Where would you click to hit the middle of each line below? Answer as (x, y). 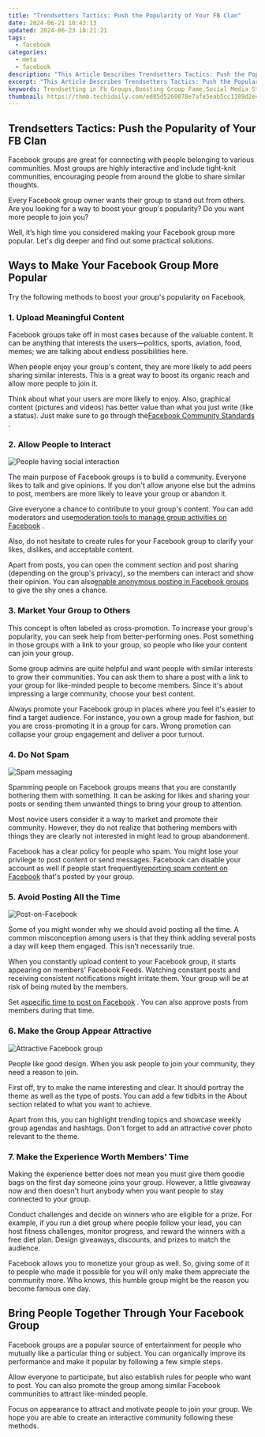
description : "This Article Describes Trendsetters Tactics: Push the (127, 74)
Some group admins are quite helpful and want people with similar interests (131, 668)
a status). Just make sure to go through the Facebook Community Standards (131, 416)
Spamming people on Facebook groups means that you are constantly (122, 787)
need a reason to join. (43, 1072)
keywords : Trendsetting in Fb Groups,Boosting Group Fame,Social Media (128, 89)
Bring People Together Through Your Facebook (126, 1313)
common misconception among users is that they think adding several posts (132, 938)
